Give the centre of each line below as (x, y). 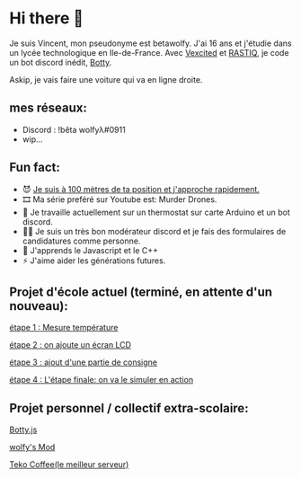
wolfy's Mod (32, 447)
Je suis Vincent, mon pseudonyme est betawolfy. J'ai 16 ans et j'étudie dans (150, 43)
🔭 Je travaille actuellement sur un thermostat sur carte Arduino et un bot (156, 212)
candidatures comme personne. (81, 241)
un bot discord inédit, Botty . (61, 62)
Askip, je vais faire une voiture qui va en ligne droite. (106, 79)
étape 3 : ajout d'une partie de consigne (84, 362)
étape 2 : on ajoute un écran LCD (71, 345)
